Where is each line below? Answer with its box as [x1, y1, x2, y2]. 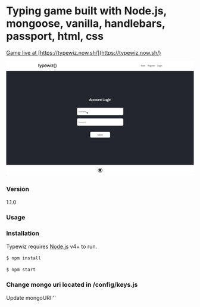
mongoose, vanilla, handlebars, [6, 17, 165, 30]
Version [6, 185, 30, 193]
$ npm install [6, 255, 42, 261]
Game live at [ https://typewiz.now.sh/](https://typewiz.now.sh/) [6, 49, 161, 56]
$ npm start [6, 267, 36, 272]
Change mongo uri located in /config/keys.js [6, 281, 138, 289]
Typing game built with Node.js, [6, 4, 167, 18]
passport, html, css [6, 30, 104, 43]
